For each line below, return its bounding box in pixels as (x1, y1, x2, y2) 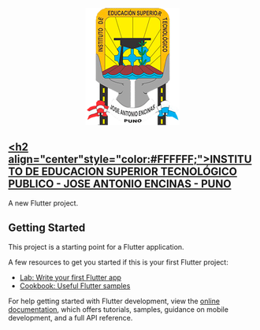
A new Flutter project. (8, 198, 79, 208)
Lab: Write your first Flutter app (19, 273, 122, 282)
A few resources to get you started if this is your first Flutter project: (8, 257, 228, 267)
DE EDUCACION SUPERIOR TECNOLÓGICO (24, 165, 238, 179)
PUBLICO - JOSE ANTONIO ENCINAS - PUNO (8, 177, 232, 191)
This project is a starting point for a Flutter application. (8, 242, 184, 251)
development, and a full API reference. (8, 313, 133, 322)
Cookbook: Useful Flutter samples (19, 280, 131, 291)
